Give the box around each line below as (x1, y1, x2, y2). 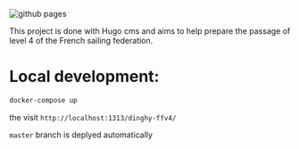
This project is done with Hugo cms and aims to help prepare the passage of (9, 26, 291, 36)
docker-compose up (9, 95, 78, 104)
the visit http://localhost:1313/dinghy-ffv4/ (9, 112, 177, 122)
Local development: (9, 67, 160, 87)
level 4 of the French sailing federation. (9, 36, 154, 46)
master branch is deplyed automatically (9, 129, 154, 140)
